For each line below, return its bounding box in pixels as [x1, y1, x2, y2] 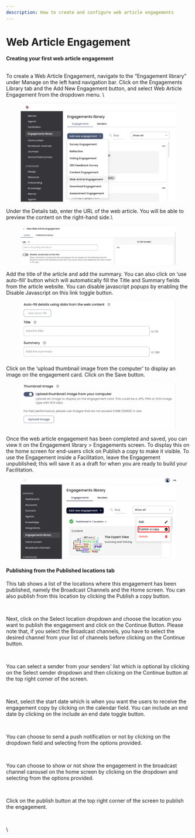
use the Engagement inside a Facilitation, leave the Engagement [6, 454, 160, 461]
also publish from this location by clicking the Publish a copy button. [6, 592, 171, 600]
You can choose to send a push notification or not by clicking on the [6, 733, 171, 740]
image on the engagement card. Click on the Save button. [6, 371, 145, 378]
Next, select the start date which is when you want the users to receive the [6, 697, 187, 705]
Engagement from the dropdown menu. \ [6, 91, 104, 98]
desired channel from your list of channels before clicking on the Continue [6, 634, 186, 641]
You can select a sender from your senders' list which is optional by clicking [6, 662, 190, 670]
